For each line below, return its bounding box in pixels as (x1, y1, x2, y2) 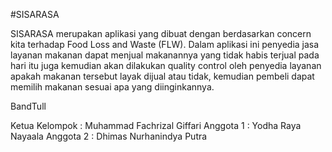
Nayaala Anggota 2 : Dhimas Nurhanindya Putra (10, 130, 208, 142)
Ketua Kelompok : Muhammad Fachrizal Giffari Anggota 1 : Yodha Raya (10, 120, 302, 131)
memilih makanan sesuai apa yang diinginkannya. (10, 81, 215, 93)
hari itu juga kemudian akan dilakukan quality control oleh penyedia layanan (10, 60, 322, 71)
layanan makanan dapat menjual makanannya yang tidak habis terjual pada (10, 49, 320, 61)
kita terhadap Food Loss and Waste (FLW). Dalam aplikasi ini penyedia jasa (10, 39, 320, 50)
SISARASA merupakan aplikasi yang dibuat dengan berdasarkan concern (10, 28, 312, 39)
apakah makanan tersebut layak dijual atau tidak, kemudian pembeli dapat (10, 70, 315, 82)
